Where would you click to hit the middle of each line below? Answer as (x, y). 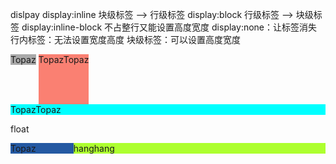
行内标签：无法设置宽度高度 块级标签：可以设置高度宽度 (125, 39)
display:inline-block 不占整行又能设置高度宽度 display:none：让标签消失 (169, 27)
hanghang (94, 148)
